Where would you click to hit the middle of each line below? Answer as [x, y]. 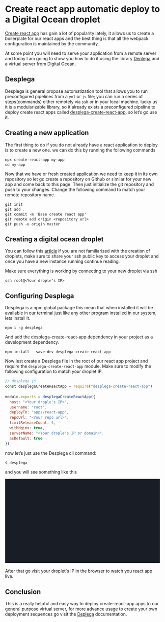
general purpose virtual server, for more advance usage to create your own [81, 609]
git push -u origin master [33, 224]
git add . [15, 209]
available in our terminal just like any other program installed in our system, [81, 313]
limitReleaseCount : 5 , [33, 423]
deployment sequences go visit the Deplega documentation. [66, 614]
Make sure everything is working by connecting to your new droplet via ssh [81, 271]
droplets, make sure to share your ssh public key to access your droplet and [82, 256]
